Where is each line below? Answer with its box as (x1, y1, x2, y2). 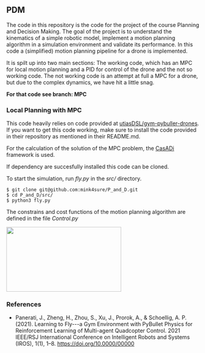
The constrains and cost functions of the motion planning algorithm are (6, 208, 186, 216)
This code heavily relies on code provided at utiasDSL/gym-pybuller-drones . (6, 120, 199, 127)
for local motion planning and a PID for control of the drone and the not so (6, 66, 193, 73)
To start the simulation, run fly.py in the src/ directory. (6, 175, 142, 183)
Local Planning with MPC (6, 105, 82, 114)
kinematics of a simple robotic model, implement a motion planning (6, 34, 176, 42)
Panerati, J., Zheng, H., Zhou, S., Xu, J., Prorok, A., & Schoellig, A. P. (15, 314, 187, 321)
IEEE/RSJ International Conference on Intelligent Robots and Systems (15, 333, 190, 341)
